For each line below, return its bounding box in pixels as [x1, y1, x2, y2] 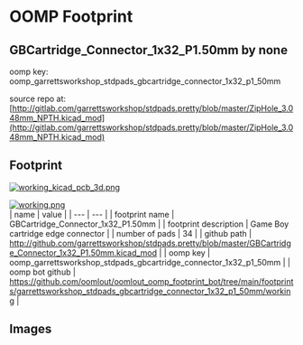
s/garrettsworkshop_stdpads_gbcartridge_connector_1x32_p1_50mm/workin [9, 285, 291, 296]
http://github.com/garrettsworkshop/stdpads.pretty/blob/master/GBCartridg [9, 238, 291, 248]
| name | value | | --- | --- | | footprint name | [9, 209, 175, 219]
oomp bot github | [9, 266, 77, 277]
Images [9, 322, 52, 337]
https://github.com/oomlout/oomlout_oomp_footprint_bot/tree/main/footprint [9, 275, 294, 286]
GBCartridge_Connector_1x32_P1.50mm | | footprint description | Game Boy [9, 219, 289, 229]
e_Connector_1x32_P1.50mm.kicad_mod [9, 247, 158, 258]
